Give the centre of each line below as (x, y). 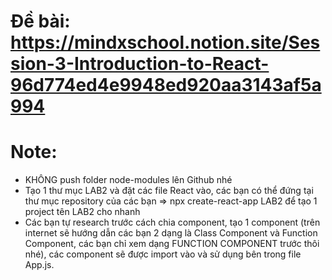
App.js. (39, 265)
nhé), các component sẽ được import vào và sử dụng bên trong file (163, 254)
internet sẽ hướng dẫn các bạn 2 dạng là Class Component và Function (171, 233)
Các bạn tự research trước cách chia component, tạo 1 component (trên (172, 222)
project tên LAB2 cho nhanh (82, 212)
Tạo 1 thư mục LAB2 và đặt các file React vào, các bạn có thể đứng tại (169, 191)
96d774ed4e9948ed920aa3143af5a (166, 85)
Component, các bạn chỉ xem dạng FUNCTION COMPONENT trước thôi (172, 244)
